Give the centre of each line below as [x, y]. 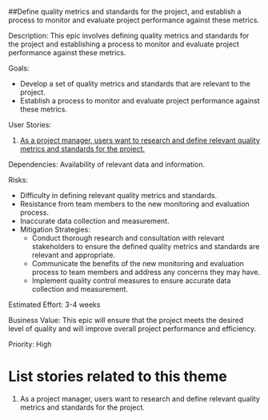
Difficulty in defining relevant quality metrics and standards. [118, 195]
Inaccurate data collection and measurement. [94, 221]
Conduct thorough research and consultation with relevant [128, 238]
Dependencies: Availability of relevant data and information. [107, 164]
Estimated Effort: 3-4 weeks [54, 305]
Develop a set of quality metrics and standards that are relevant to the [135, 84]
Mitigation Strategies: [55, 229]
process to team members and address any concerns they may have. [146, 272]
